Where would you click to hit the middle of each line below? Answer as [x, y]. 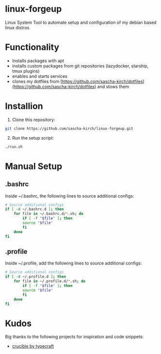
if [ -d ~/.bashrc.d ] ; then [34, 209]
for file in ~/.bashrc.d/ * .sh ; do [48, 214]
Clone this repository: [33, 120]
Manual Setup [34, 166]
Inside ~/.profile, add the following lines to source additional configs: [73, 263]
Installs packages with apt [38, 61]
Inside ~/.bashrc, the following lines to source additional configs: [70, 196]
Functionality [32, 47]
